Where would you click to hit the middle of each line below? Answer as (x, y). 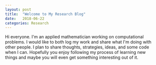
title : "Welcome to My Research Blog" (45, 14)
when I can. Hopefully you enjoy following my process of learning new (75, 52)
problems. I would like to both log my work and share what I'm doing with (78, 42)
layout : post (18, 9)
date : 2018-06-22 (25, 18)
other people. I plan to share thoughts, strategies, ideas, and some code (77, 47)
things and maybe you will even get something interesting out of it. (72, 57)
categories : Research (27, 23)
